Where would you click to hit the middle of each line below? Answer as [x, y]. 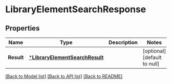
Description [123, 43]
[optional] [154, 51]
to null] [151, 64]
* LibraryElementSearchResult [66, 57]
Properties [23, 28]
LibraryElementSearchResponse [76, 9]
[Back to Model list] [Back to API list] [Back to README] [64, 76]
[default [152, 57]
